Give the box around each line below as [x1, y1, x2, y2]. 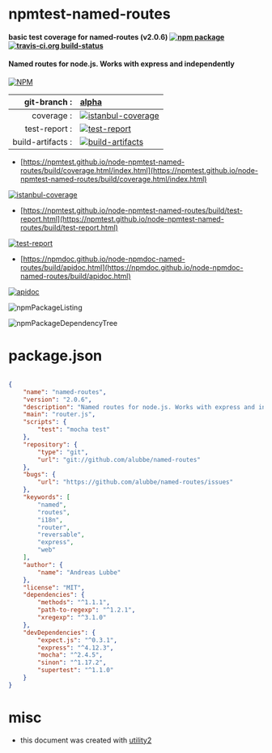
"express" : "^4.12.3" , [37, 644, 114, 652]
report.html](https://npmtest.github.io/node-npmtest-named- [19, 214, 224, 223]
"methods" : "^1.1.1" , [37, 599, 111, 607]
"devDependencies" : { [23, 628, 96, 637]
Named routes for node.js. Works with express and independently [8, 59, 235, 69]
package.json [8, 347, 103, 365]
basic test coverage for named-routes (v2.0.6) [8, 32, 168, 41]
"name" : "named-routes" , [23, 387, 107, 396]
